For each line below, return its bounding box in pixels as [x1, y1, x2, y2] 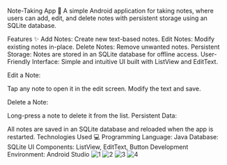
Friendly [7, 58, 31, 65]
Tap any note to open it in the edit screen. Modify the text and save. [7, 84, 201, 93]
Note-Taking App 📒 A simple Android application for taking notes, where [7, 7, 214, 15]
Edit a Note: [7, 71, 41, 79]
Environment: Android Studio [7, 150, 90, 158]
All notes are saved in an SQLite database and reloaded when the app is [7, 125, 214, 133]
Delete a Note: [7, 98, 49, 106]
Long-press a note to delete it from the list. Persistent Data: [7, 111, 178, 120]
